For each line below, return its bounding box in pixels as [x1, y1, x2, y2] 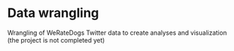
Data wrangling [7, 5, 99, 21]
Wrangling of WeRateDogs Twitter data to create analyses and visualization [7, 28, 227, 37]
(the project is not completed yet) [7, 35, 105, 44]
